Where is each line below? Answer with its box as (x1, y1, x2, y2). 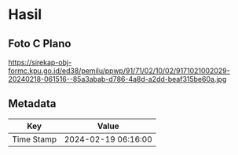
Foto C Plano (8, 37, 71, 50)
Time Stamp (12, 134, 57, 145)
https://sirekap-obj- (8, 57, 72, 67)
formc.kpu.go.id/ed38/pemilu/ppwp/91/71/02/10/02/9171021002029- (8, 66, 230, 76)
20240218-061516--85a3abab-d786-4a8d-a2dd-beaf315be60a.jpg (8, 75, 227, 83)
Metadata (8, 97, 57, 111)
